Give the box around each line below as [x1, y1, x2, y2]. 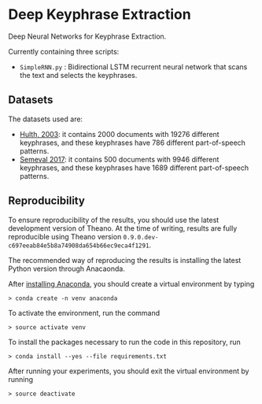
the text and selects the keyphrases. [19, 70, 138, 80]
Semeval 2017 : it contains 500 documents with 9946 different [19, 154, 220, 164]
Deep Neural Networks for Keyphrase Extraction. [8, 32, 167, 41]
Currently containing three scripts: [8, 46, 120, 56]
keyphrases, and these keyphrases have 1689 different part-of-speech [19, 163, 249, 172]
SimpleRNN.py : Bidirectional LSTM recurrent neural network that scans [19, 61, 248, 72]
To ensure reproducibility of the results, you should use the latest [8, 215, 220, 224]
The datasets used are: [8, 114, 83, 124]
